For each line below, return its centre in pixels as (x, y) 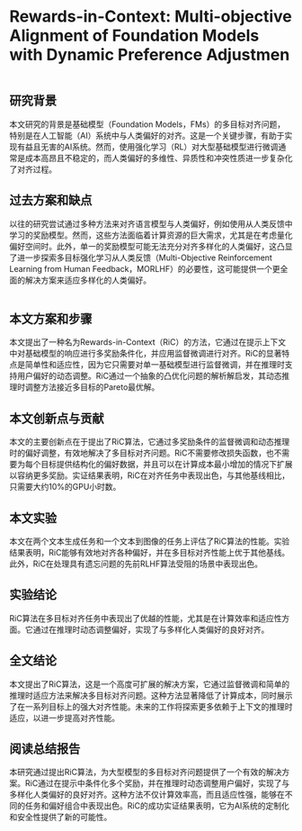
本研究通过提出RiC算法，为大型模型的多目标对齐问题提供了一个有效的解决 (146, 772)
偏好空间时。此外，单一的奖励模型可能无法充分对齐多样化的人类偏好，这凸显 (151, 246)
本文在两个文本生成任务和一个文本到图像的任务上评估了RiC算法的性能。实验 (150, 541)
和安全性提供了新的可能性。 (61, 817)
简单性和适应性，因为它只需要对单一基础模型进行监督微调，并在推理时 (155, 365)
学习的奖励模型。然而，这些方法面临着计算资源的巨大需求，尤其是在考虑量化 (151, 235)
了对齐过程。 (33, 169)
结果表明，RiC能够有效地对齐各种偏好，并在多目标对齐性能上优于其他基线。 (150, 552)
